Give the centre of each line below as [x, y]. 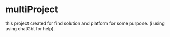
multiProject [32, 9]
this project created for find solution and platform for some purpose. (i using [85, 23]
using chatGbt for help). [30, 28]
